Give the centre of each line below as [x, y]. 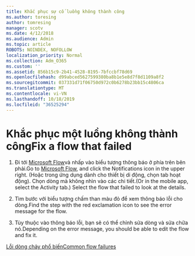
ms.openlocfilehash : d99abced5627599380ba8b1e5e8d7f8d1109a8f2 [85, 77]
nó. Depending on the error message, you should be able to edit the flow [102, 229]
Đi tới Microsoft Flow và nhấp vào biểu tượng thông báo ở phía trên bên [100, 162]
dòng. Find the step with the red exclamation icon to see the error [93, 205]
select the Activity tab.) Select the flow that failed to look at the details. [100, 187]
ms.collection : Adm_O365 [36, 61]
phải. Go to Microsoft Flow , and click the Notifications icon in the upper [100, 169]
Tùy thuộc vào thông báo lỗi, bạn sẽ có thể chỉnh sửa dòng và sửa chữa [101, 223]
